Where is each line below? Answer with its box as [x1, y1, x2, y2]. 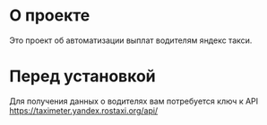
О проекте [9, 5, 90, 26]
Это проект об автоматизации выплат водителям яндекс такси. [9, 35, 253, 46]
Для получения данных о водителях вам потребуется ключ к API [9, 96, 259, 106]
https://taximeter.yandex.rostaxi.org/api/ [9, 104, 159, 116]
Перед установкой [9, 66, 157, 87]
